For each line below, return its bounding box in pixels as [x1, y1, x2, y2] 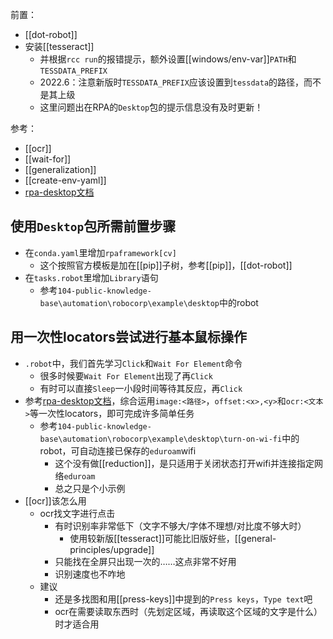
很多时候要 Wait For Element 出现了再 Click [39, 369, 213, 382]
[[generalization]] [24, 164, 97, 175]
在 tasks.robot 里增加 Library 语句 [24, 271, 159, 283]
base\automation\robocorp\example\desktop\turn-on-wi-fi [39, 434, 283, 444]
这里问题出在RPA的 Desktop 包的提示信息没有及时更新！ [39, 101, 264, 113]
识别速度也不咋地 [54, 568, 126, 580]
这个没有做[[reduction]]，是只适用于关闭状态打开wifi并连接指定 [54, 457, 315, 469]
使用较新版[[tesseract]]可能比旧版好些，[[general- [69, 532, 277, 544]
